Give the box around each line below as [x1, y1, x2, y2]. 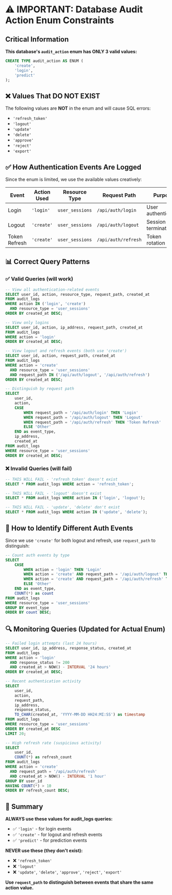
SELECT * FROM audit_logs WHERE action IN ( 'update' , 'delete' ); [5, 510, 147, 515]
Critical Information [5, 35, 69, 44]
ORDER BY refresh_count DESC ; [5, 788, 70, 793]
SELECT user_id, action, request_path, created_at [5, 353, 116, 358]
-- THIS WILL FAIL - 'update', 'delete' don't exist [5, 505, 120, 510]
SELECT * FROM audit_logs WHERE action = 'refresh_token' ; [5, 481, 134, 486]
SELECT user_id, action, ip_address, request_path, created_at [5, 324, 143, 330]
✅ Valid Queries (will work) [5, 275, 73, 282]
